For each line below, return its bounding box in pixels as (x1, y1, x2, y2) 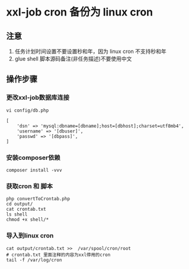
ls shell (6, 211, 28, 217)
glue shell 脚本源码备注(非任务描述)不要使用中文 (14, 55, 132, 62)
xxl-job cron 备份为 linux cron (6, 5, 153, 19)
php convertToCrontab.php (6, 196, 70, 202)
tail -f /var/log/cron (6, 257, 62, 263)
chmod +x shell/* (6, 217, 49, 223)
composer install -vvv (6, 167, 62, 173)
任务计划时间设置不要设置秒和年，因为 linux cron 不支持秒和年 (14, 48, 167, 55)
